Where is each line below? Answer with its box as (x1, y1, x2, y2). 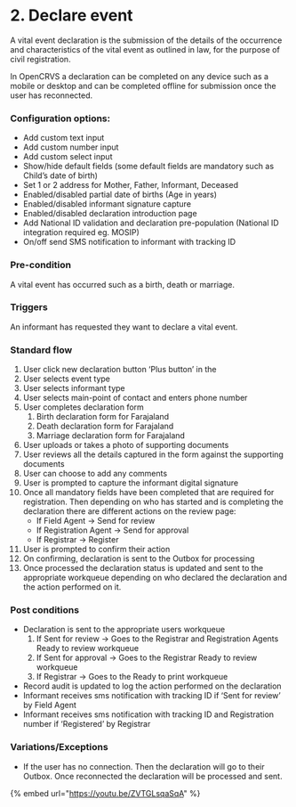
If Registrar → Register (36, 534, 119, 545)
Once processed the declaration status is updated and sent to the (22, 563, 264, 574)
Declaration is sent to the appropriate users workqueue (22, 624, 226, 635)
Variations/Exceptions (10, 741, 109, 754)
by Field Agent (22, 700, 76, 711)
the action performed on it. (22, 582, 122, 592)
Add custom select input (22, 151, 113, 162)
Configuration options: (10, 112, 110, 125)
